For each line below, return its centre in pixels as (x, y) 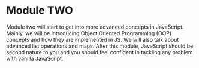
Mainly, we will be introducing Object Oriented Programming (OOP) (89, 33)
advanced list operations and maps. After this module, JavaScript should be (100, 46)
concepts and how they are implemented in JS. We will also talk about (93, 39)
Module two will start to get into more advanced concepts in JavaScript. (95, 27)
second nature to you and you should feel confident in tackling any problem (99, 52)
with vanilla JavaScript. (35, 58)
